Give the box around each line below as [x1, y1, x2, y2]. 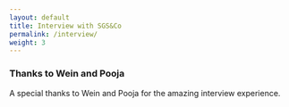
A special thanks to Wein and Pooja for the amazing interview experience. [9, 87, 281, 98]
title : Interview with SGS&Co [9, 21, 123, 30]
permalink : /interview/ [9, 29, 98, 38]
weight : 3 [9, 37, 47, 47]
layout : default [9, 12, 70, 22]
